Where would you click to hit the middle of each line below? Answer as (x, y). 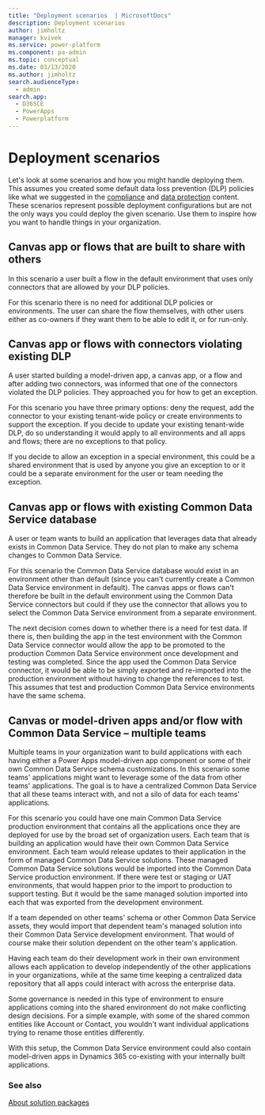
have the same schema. (47, 695)
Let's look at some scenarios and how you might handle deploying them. (127, 180)
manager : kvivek (35, 38)
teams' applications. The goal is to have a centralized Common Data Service (132, 786)
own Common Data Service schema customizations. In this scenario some (129, 769)
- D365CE (30, 104)
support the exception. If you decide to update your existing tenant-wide (127, 424)
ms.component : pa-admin (47, 52)
